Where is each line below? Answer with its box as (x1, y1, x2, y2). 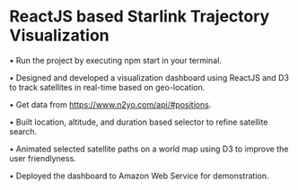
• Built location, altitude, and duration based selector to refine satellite (9, 117, 268, 127)
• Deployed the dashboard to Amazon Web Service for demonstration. (9, 170, 269, 181)
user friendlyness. (9, 152, 76, 163)
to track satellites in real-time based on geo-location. (9, 82, 206, 92)
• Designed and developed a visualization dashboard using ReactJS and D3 (9, 72, 290, 82)
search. (9, 125, 38, 136)
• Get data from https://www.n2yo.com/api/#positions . (9, 99, 212, 109)
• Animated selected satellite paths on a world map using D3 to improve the (9, 143, 289, 154)
